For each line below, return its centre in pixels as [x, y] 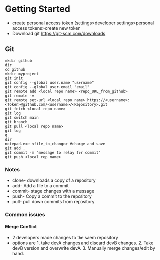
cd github [15, 69]
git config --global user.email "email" [48, 87]
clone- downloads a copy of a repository [54, 180]
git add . [15, 148]
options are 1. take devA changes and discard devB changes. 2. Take [83, 243]
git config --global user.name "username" [50, 83]
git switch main [22, 118]
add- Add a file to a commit [40, 186]
